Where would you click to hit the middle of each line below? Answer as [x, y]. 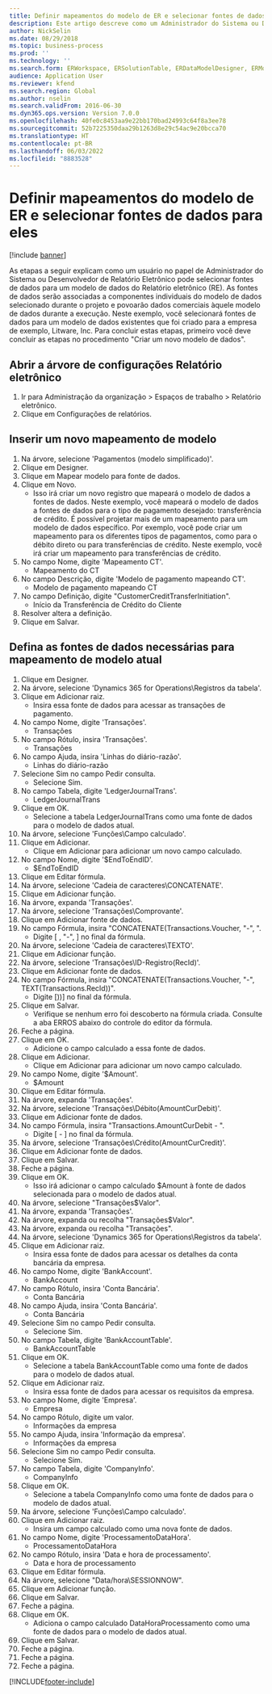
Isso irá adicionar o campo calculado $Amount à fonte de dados [139, 1185]
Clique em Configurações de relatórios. [86, 414]
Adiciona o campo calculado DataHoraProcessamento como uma [141, 1623]
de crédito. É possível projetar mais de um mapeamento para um [140, 518]
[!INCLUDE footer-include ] [52, 1681]
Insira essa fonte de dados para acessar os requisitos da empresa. [144, 1391]
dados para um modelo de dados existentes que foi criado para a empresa [133, 322]
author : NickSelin [40, 31]
